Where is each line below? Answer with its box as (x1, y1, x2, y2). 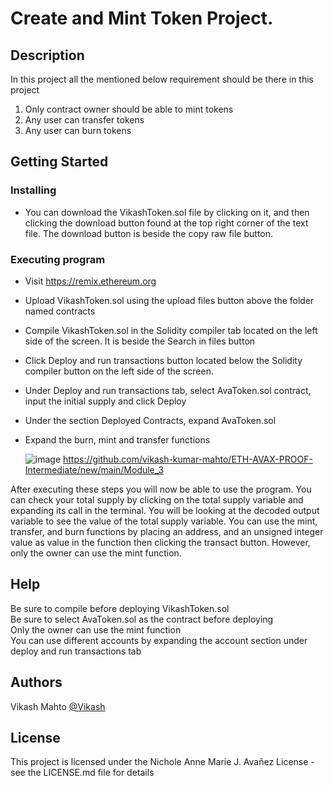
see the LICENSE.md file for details (10, 767, 155, 779)
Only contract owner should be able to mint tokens (24, 103, 234, 115)
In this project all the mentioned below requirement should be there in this (10, 73, 314, 85)
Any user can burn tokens (24, 125, 132, 136)
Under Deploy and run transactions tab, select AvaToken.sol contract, (24, 384, 312, 396)
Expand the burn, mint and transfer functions (24, 433, 211, 446)
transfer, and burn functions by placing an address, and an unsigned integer (10, 525, 324, 537)
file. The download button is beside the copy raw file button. (24, 227, 274, 239)
